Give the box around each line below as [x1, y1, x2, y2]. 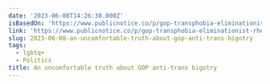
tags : [8, 42, 27, 50]
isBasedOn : [8, 19, 45, 27]
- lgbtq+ [15, 49, 45, 57]
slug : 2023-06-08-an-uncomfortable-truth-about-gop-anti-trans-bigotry [8, 34, 253, 42]
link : [8, 26, 27, 34]
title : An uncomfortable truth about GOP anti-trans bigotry [8, 64, 218, 72]
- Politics [15, 57, 52, 65]
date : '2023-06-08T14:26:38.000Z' [8, 11, 125, 20]
